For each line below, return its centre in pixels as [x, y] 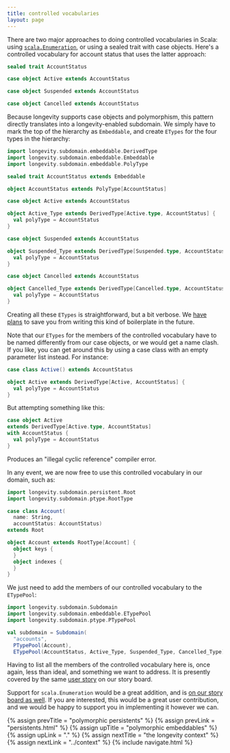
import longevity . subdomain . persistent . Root [72, 492]
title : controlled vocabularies [53, 13]
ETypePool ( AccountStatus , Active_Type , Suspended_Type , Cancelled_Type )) [120, 652]
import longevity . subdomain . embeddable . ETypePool [79, 614]
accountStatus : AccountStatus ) [58, 524]
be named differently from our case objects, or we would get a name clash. [113, 342]
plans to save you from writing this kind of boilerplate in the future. [101, 322]
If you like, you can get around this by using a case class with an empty [108, 349]
